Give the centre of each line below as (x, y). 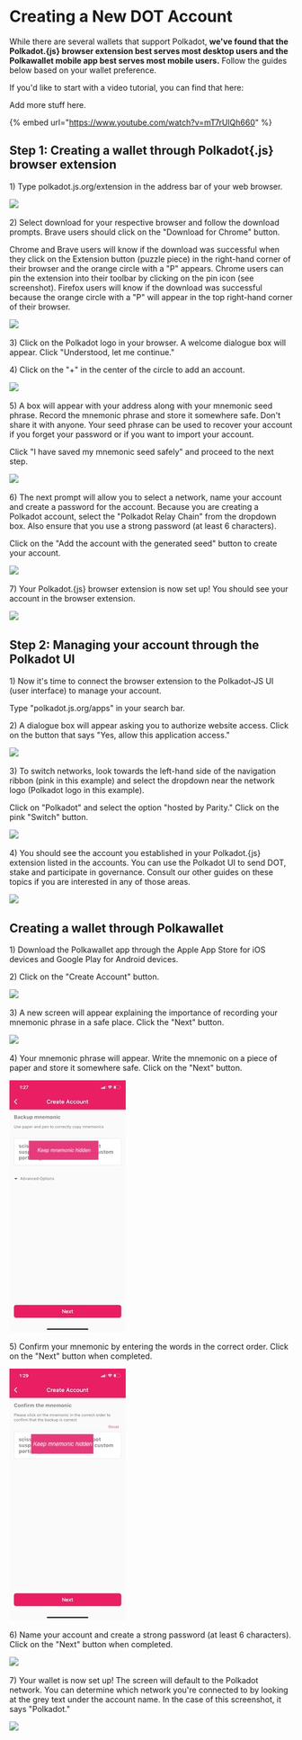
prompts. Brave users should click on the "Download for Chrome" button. (145, 232)
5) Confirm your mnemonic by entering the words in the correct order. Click (149, 1347)
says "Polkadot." (40, 1709)
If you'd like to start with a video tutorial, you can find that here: (127, 87)
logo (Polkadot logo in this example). (77, 790)
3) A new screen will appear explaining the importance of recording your (144, 1013)
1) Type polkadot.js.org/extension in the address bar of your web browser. (146, 186)
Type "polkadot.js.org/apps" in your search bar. (98, 708)
